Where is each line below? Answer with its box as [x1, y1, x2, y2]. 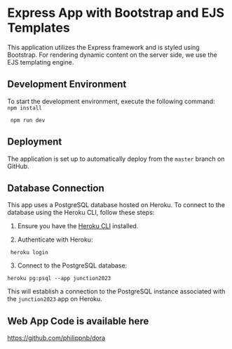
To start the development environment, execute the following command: [7, 97, 215, 105]
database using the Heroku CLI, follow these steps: [7, 209, 155, 217]
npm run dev [10, 117, 46, 124]
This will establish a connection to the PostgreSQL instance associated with [7, 287, 226, 296]
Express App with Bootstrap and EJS [7, 5, 224, 21]
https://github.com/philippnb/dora [7, 334, 106, 342]
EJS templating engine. [7, 58, 74, 66]
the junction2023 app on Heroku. [7, 295, 103, 303]
